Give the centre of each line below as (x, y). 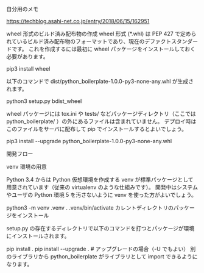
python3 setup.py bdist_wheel (44, 101)
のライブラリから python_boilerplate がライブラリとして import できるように (102, 257)
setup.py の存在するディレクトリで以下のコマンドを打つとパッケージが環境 (100, 228)
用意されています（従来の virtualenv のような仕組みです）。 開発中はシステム (102, 187)
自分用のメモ (22, 9)
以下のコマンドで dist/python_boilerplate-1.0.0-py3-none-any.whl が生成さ (100, 81)
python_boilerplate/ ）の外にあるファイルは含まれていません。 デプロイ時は (101, 121)
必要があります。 (27, 56)
